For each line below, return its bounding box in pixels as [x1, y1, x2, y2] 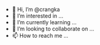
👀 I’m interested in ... [12, 12, 64, 19]
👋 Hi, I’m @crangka [12, 6, 61, 13]
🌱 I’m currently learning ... [12, 19, 77, 26]
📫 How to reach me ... [12, 32, 68, 39]
